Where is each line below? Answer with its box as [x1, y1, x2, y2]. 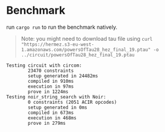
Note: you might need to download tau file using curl [20, 35, 153, 42]
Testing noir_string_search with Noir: [6, 94, 107, 100]
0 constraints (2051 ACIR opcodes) [28, 99, 117, 105]
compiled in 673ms [28, 109, 74, 116]
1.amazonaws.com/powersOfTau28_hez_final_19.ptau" [20, 46, 151, 53]
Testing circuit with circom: [6, 62, 82, 68]
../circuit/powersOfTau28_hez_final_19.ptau [20, 52, 135, 58]
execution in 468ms [28, 115, 77, 121]
